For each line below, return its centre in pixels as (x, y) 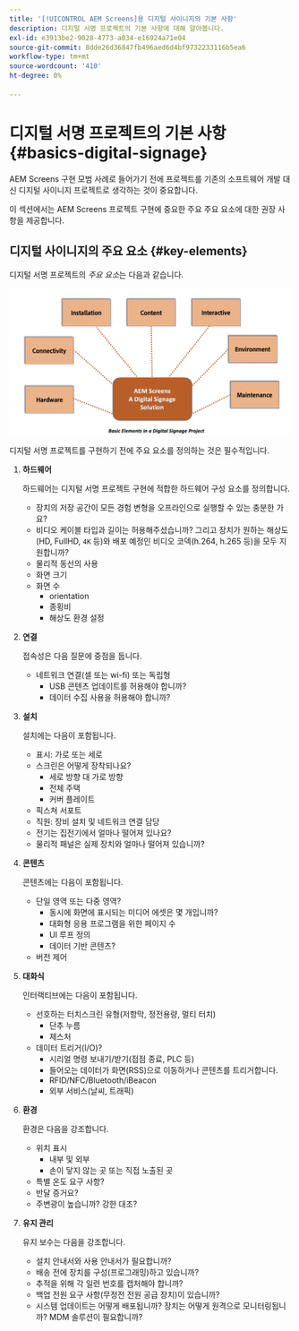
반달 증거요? (57, 1192)
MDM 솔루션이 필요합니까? (96, 1317)
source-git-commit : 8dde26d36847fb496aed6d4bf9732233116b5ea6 (128, 47)
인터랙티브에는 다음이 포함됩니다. (80, 995)
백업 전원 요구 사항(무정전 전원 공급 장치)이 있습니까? (128, 1294)
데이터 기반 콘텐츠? (82, 946)
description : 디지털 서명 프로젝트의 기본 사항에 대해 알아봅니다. (117, 28)
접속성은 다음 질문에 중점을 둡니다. (82, 656)
